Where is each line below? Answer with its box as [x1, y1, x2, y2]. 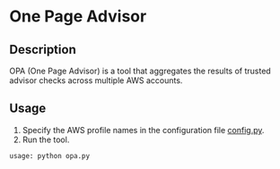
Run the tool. [22, 134, 70, 145]
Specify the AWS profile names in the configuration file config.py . [22, 124, 265, 135]
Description [9, 42, 76, 57]
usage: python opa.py [9, 151, 91, 160]
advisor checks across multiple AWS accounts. [9, 75, 183, 86]
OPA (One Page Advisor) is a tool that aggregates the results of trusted [9, 65, 271, 76]
